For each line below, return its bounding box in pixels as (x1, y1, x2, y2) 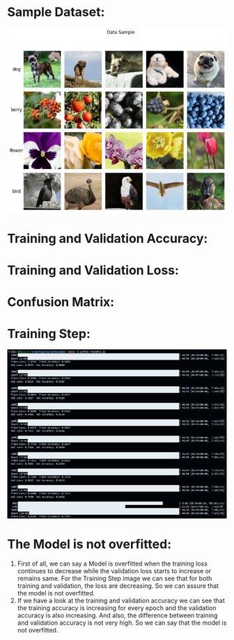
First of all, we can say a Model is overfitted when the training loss (17, 559, 208, 568)
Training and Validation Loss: (7, 262, 180, 278)
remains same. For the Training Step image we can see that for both (17, 575, 212, 583)
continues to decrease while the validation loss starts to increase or (17, 567, 212, 575)
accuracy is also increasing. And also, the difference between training (17, 611, 218, 620)
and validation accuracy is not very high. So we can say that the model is (17, 618, 227, 627)
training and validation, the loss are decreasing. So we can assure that (17, 582, 219, 590)
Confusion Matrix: (7, 294, 115, 310)
